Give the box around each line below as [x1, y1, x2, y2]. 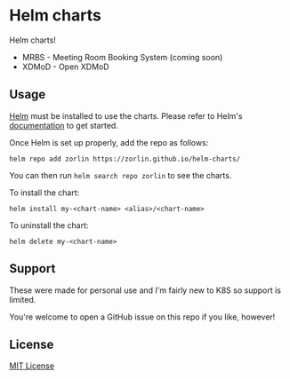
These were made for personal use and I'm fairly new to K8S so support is [9, 285, 282, 296]
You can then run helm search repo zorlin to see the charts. [9, 170, 232, 180]
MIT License [9, 360, 55, 371]
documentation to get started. [9, 120, 118, 130]
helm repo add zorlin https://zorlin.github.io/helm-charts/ [9, 154, 241, 163]
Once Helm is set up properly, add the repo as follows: [9, 137, 209, 147]
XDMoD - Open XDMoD [21, 61, 109, 72]
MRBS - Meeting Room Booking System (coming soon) [21, 51, 223, 62]
